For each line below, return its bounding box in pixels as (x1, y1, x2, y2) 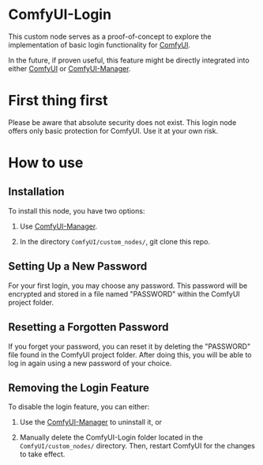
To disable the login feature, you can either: (8, 402, 150, 412)
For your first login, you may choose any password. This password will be (8, 281, 248, 290)
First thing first (8, 92, 108, 110)
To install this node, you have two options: (8, 206, 145, 215)
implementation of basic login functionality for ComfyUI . (8, 40, 191, 49)
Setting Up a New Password (8, 259, 148, 274)
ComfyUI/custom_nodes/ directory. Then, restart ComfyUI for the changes (19, 441, 255, 451)
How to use (8, 154, 84, 172)
